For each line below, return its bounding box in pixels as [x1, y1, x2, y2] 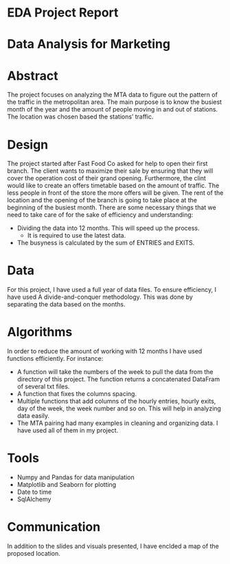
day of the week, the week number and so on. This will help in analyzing [16, 404, 222, 412]
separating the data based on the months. [7, 300, 126, 309]
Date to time [16, 488, 52, 497]
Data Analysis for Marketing [7, 36, 170, 52]
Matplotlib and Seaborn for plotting [16, 481, 117, 489]
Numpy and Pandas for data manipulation [16, 473, 135, 481]
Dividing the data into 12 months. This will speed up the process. [16, 224, 200, 232]
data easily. [16, 412, 50, 420]
